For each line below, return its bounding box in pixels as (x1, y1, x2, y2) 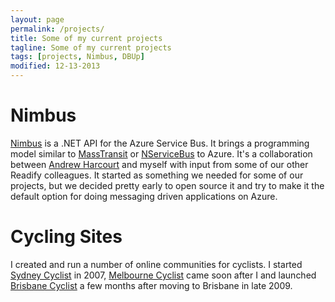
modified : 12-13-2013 (10, 61, 101, 71)
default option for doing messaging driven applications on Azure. (10, 190, 278, 202)
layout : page (10, 14, 65, 25)
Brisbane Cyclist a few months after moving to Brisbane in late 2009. (10, 279, 293, 291)
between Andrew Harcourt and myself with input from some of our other (10, 158, 309, 170)
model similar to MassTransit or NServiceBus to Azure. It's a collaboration (10, 147, 313, 160)
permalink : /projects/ (10, 24, 105, 34)
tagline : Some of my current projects (10, 42, 172, 53)
